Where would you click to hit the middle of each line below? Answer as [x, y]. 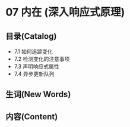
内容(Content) [32, 117]
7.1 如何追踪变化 [33, 52]
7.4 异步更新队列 [34, 74]
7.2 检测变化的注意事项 [42, 59]
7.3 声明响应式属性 [37, 66]
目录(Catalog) [31, 36]
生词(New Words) [38, 95]
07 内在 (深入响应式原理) [65, 12]
